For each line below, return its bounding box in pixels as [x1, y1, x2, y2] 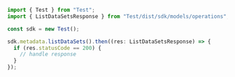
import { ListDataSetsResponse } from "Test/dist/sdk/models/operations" [7, 12, 227, 20]
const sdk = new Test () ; [7, 25, 80, 33]
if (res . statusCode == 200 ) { [13, 44, 101, 51]
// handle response [20, 51, 77, 58]
